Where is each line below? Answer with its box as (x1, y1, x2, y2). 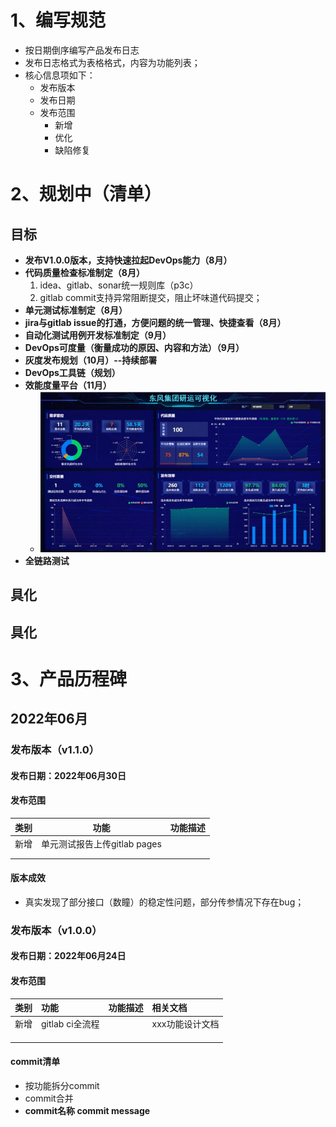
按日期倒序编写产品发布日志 (24, 44, 140, 56)
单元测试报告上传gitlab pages (41, 837, 162, 850)
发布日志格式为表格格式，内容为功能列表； (24, 56, 201, 68)
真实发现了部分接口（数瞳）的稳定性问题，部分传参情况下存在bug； (24, 896, 305, 908)
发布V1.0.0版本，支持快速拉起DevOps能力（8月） (24, 254, 233, 266)
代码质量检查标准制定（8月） (24, 266, 145, 278)
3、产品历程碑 (10, 667, 128, 690)
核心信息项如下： (24, 69, 96, 81)
